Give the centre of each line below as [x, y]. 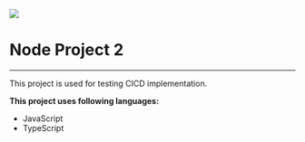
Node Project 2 [67, 50]
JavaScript [43, 118]
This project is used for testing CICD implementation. [108, 83]
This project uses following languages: [84, 100]
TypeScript [43, 128]
